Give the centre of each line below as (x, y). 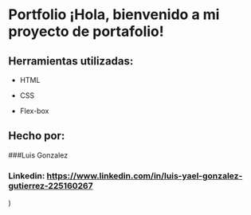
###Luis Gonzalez (38, 155)
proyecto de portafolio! (86, 31)
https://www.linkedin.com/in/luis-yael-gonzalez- (145, 175)
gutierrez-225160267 (51, 186)
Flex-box (34, 111)
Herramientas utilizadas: (71, 61)
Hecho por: (37, 136)
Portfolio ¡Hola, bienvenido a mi (114, 15)
